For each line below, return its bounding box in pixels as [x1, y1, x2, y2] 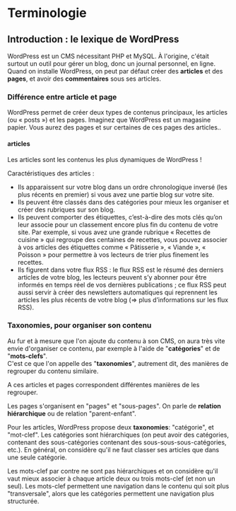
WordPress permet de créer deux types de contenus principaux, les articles [7, 108, 228, 117]
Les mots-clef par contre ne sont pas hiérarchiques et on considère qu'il [7, 466, 218, 475]
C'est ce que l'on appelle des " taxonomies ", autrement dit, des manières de [7, 359, 229, 367]
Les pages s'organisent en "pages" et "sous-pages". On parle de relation [7, 401, 221, 410]
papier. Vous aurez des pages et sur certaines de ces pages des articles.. [7, 123, 221, 132]
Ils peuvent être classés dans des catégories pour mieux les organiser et [17, 197, 230, 206]
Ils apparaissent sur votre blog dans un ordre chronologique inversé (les [17, 183, 228, 191]
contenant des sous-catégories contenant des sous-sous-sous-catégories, [7, 437, 227, 447]
